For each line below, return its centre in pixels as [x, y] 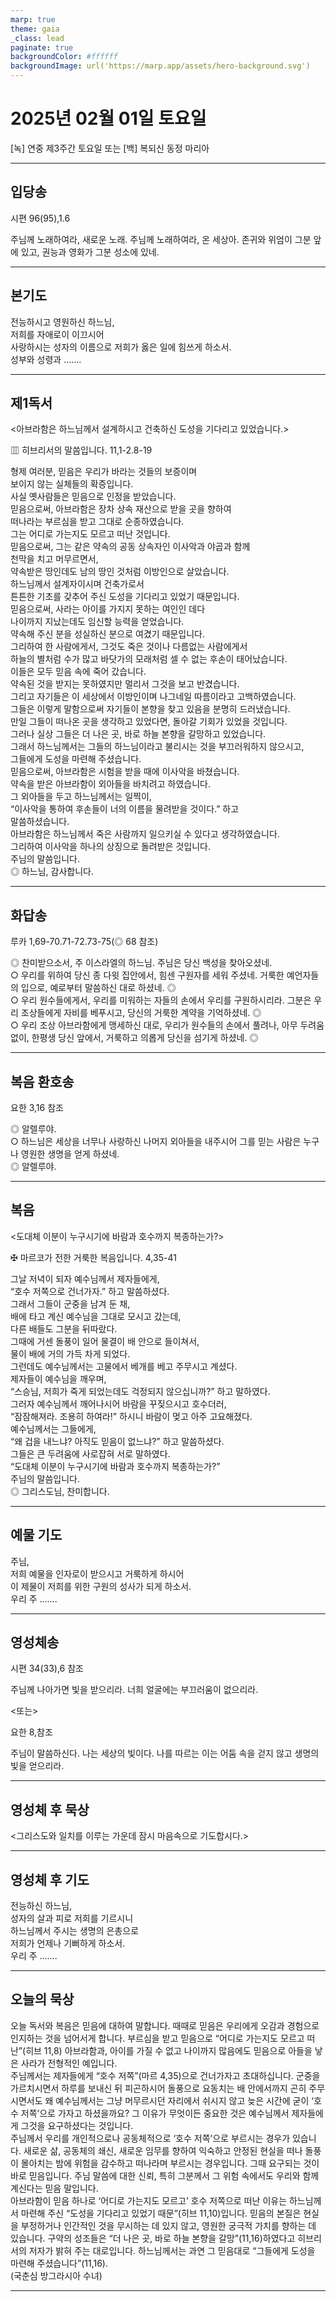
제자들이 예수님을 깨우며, [58, 1378]
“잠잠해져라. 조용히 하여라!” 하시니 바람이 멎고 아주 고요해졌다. [131, 1416]
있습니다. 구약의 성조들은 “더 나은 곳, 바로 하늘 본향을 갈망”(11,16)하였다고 [153, 2238]
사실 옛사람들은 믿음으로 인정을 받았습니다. [93, 497]
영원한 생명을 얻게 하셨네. [70, 1154]
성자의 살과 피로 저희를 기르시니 [72, 1918]
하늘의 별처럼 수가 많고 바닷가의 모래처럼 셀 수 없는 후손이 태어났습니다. [149, 659]
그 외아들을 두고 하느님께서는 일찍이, [81, 797]
